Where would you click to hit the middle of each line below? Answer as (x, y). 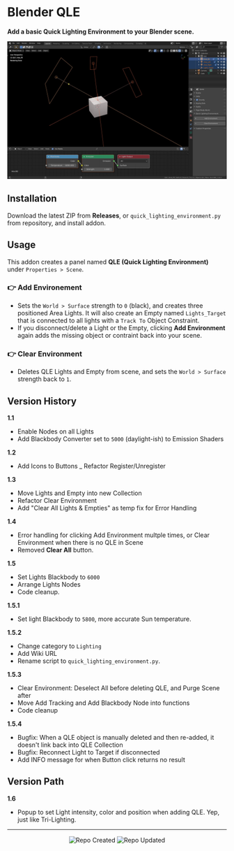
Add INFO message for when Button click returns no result (101, 759)
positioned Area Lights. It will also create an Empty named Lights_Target (122, 313)
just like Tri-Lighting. (47, 820)
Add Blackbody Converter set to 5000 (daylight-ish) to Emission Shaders (120, 438)
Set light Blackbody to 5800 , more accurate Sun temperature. (104, 619)
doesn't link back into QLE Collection (70, 745)
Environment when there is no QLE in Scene (80, 542)
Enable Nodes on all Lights (55, 431)
